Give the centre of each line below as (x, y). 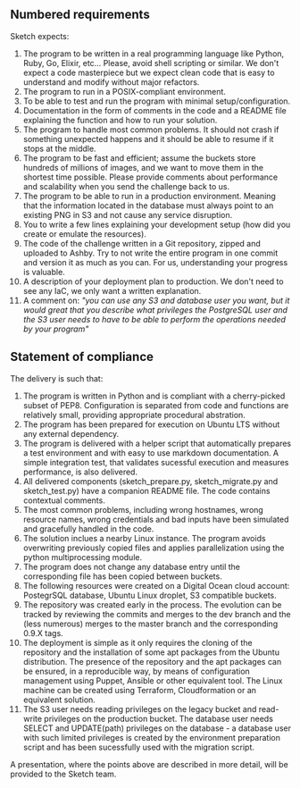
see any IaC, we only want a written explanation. (112, 290)
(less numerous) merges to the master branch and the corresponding (150, 624)
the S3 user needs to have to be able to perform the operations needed (154, 319)
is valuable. (44, 272)
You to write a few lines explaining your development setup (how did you (157, 224)
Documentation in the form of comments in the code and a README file (154, 110)
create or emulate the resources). (84, 234)
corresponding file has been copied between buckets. (122, 576)
